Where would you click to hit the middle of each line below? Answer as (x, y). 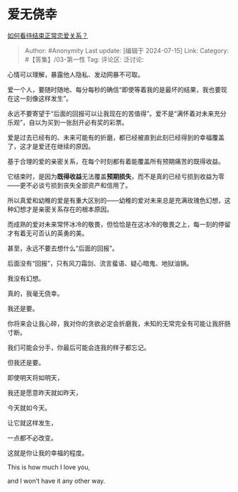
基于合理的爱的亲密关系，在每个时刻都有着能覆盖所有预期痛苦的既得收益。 (116, 161)
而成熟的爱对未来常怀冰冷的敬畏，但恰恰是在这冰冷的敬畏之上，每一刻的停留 (119, 224)
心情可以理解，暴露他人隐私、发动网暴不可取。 (75, 74)
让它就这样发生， (32, 423)
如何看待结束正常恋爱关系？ (48, 35)
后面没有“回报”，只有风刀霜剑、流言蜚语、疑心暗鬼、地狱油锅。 (100, 263)
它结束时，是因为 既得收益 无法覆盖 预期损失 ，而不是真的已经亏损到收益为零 (116, 176)
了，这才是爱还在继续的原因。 (51, 146)
